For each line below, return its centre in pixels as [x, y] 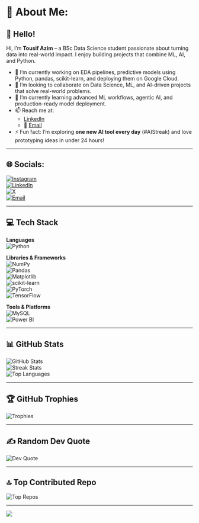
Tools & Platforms [28, 307]
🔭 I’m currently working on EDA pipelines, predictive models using [95, 72]
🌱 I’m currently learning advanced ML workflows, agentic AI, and [94, 97]
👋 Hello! [21, 34]
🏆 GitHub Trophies [42, 399]
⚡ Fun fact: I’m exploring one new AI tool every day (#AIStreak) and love [103, 132]
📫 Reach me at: [34, 110]
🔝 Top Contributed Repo [51, 482]
